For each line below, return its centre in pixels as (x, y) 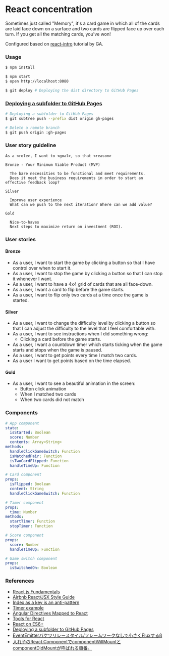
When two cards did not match (52, 400)
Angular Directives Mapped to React (50, 614)
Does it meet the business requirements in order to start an (76, 178)
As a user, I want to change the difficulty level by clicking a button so (84, 323)
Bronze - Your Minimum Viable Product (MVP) (53, 165)
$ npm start (18, 77)
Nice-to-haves (24, 222)
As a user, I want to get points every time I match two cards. (75, 356)
